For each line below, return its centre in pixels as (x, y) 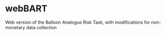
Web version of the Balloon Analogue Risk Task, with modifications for (78, 22)
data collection (41, 27)
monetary (15, 27)
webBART (26, 9)
